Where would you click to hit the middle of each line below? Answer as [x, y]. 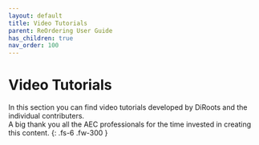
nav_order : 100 [34, 46]
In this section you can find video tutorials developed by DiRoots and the [128, 107]
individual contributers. [47, 116]
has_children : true [41, 38]
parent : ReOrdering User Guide [61, 30]
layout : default [35, 16]
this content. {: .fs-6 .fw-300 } [58, 133]
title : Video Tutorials [48, 23]
